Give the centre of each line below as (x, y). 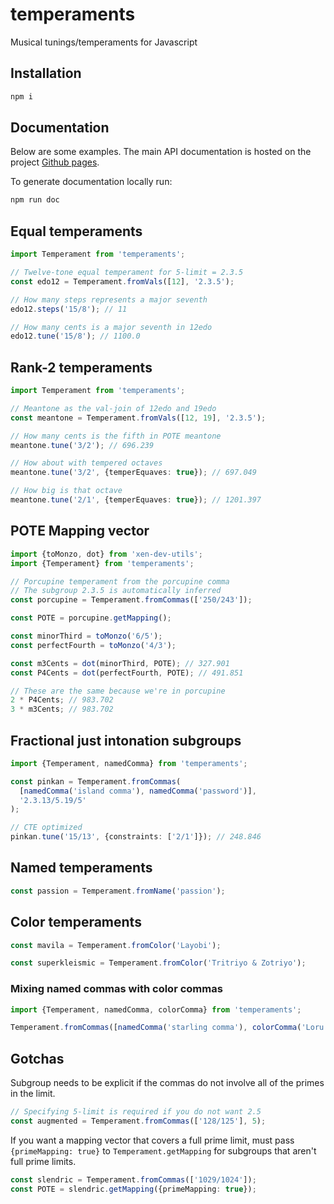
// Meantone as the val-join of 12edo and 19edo (113, 408)
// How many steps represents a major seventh (109, 299)
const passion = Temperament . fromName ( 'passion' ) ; (118, 891)
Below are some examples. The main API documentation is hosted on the (161, 152)
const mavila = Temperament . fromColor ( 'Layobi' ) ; (116, 945)
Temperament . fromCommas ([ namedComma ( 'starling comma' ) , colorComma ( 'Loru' (169, 1028)
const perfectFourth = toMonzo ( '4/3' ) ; (93, 645)
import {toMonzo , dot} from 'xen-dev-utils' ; (106, 554)
